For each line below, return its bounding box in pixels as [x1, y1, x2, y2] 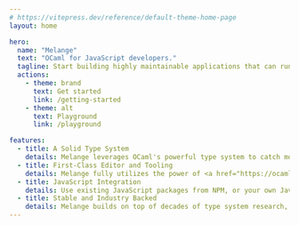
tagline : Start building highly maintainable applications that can [17, 62, 277, 71]
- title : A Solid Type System [17, 144, 129, 154]
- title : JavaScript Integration [17, 177, 141, 187]
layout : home [9, 21, 58, 30]
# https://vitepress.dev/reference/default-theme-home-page [9, 12, 238, 22]
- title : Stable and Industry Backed [17, 194, 158, 203]
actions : [17, 70, 50, 80]
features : [9, 136, 46, 145]
